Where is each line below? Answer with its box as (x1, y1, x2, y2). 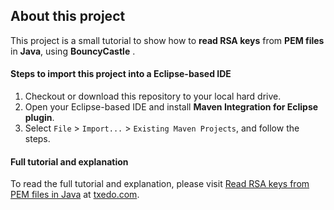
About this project (10, 8, 126, 25)
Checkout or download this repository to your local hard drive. (24, 90, 282, 103)
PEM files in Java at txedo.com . (10, 189, 140, 201)
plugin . (24, 112, 55, 124)
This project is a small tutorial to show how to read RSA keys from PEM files (10, 34, 325, 46)
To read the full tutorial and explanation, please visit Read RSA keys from (10, 178, 310, 190)
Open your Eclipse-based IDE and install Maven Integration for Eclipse (24, 101, 319, 113)
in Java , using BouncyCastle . (10, 45, 136, 57)
